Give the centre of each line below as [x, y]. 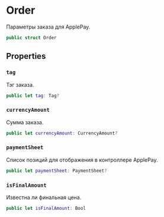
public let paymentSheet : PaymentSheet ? [57, 171]
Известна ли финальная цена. [44, 197]
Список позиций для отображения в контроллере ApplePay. [82, 160]
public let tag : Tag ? [33, 96]
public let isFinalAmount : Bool [46, 209]
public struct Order [32, 37]
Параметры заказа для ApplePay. [48, 27]
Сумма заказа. [25, 122]
